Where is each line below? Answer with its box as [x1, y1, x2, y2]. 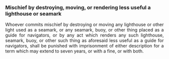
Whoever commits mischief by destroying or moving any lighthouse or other [5, 21, 164, 27]
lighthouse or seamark [5, 10, 62, 17]
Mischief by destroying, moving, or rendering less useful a [5, 4, 151, 11]
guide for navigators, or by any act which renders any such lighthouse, [5, 32, 164, 38]
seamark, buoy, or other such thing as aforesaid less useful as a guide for [5, 37, 164, 43]
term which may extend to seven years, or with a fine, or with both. [5, 48, 144, 54]
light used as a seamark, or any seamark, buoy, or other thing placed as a [5, 27, 164, 33]
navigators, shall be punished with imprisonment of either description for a [5, 43, 164, 49]
